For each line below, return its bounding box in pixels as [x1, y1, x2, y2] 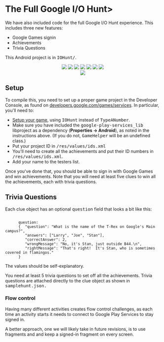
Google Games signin [12, 34, 56, 40]
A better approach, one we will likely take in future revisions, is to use [5, 326, 146, 332]
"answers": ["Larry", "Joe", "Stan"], [25, 233, 105, 238]
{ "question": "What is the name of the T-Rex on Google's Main [18, 224, 155, 229]
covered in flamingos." [5, 250, 54, 255]
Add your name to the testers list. [12, 158, 80, 164]
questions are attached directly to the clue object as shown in [5, 278, 131, 283]
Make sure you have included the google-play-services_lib [12, 122, 144, 128]
